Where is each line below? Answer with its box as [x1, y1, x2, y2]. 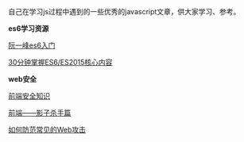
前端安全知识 [8, 91, 50, 101]
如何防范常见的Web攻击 [8, 125, 86, 134]
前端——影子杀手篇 [8, 108, 72, 117]
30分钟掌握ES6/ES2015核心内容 [8, 58, 113, 67]
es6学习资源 [8, 24, 49, 33]
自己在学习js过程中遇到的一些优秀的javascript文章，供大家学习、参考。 [8, 7, 241, 16]
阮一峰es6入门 [8, 40, 56, 50]
